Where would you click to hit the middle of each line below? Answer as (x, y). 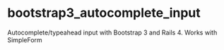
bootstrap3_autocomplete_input (104, 13)
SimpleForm (25, 39)
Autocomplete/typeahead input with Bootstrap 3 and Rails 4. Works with (112, 32)
